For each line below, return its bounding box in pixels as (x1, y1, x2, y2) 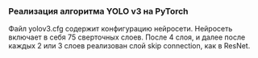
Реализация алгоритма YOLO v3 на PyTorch (8, 6, 189, 17)
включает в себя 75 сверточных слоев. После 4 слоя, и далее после (8, 32, 246, 42)
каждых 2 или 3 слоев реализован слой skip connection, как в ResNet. (8, 41, 251, 51)
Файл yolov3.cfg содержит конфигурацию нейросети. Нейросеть (8, 24, 233, 34)
